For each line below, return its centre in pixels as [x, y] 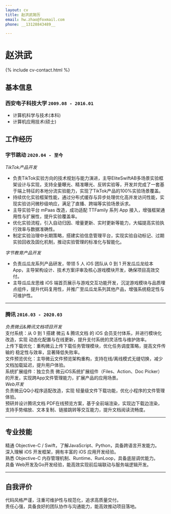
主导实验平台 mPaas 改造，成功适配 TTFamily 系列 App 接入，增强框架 [87, 210]
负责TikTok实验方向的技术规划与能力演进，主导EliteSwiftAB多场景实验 [86, 178]
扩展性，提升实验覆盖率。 [53, 216]
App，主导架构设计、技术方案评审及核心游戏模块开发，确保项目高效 [84, 270]
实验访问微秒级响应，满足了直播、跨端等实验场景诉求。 [75, 203]
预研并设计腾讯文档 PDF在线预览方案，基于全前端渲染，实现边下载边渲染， [84, 403]
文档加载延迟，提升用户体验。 [36, 365]
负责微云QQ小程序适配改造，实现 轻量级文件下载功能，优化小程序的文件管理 [85, 390]
